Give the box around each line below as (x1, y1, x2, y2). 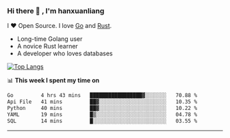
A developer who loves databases (16, 49, 113, 57)
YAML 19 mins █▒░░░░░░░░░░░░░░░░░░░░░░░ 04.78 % (7, 111, 197, 118)
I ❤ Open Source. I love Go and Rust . (7, 22, 112, 30)
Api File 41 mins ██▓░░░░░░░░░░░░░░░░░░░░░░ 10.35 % (7, 98, 197, 105)
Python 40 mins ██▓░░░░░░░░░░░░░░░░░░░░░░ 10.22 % (7, 105, 197, 112)
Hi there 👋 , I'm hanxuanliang (7, 6, 105, 16)
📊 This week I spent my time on (7, 77, 100, 85)
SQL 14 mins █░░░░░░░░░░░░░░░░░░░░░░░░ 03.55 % (7, 118, 197, 124)
